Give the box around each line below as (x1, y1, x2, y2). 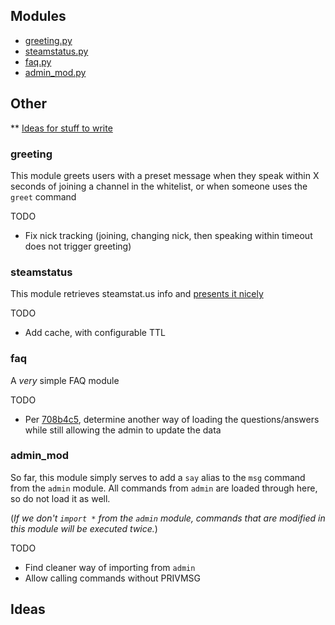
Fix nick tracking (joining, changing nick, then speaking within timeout (24, 229, 313, 241)
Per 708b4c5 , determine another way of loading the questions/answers (24, 413, 320, 425)
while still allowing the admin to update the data (24, 424, 222, 436)
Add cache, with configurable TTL (24, 327, 166, 339)
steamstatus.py (24, 45, 89, 57)
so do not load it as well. (10, 492, 111, 504)
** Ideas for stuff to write (10, 122, 113, 134)
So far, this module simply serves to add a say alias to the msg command (10, 471, 306, 483)
